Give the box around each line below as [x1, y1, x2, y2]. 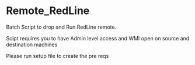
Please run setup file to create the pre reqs [6, 52, 109, 59]
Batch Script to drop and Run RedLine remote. [6, 23, 117, 30]
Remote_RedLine [6, 4, 90, 18]
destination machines [6, 41, 58, 48]
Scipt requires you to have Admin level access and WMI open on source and [6, 35, 190, 42]
